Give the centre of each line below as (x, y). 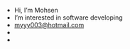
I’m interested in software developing (68, 17)
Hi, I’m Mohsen (36, 10)
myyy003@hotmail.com (49, 25)
